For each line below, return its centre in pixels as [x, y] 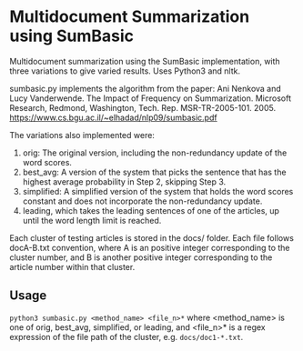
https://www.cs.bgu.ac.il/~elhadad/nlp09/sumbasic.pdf [113, 117]
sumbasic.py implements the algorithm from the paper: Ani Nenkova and [146, 88]
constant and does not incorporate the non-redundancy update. [142, 201]
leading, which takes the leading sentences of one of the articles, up [151, 210]
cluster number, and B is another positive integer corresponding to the [141, 257]
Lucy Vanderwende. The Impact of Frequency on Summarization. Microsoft [150, 98]
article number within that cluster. [72, 266]
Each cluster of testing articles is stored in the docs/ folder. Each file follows [151, 237]
